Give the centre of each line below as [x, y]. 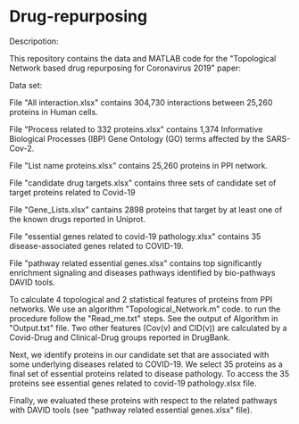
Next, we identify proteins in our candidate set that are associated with [139, 354]
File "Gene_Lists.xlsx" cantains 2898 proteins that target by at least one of [146, 209]
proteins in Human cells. [54, 112]
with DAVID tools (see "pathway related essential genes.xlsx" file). [131, 410]
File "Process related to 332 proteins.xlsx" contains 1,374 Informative [136, 129]
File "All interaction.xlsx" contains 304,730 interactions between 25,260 [141, 102]
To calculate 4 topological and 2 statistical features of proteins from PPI [141, 299]
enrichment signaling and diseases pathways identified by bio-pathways [142, 272]
